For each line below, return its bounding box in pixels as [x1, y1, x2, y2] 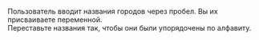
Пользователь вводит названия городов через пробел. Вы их [7, 7, 218, 16]
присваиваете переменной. [7, 15, 103, 24]
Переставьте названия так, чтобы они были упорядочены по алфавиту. [7, 24, 252, 32]
